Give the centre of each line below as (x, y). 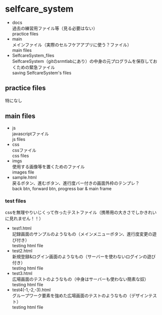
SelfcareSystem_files (33, 55)
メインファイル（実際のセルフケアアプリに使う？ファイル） (72, 44)
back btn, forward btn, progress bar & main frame (62, 188)
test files (16, 201)
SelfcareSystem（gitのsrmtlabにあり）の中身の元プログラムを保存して (82, 61)
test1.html (22, 228)
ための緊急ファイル (36, 67)
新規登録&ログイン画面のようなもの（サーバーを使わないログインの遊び (84, 256)
